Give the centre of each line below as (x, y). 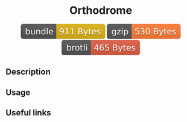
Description (28, 72)
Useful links (29, 113)
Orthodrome (101, 11)
